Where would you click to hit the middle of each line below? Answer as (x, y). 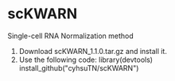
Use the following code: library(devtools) (86, 60)
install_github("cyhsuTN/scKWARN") (79, 67)
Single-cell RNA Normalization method (71, 36)
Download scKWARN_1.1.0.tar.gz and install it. (93, 51)
